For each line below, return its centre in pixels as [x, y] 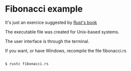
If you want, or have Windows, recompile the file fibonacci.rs [66, 51]
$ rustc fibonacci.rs [27, 64]
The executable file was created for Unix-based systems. [62, 32]
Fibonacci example [44, 9]
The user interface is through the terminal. [47, 41]
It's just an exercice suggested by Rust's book [51, 22]
